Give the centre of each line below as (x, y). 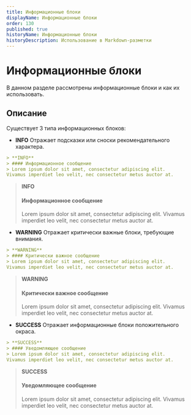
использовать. (25, 94)
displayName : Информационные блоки (52, 18)
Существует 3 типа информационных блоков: (66, 128)
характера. (30, 146)
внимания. (29, 239)
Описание (27, 114)
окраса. (25, 332)
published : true (27, 29)
